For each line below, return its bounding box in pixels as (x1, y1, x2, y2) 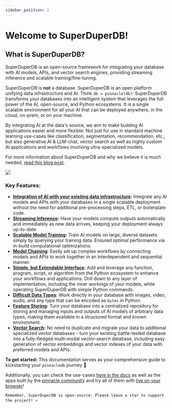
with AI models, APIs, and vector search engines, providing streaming (5, 69, 152, 75)
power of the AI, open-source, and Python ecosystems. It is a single (5, 101, 149, 107)
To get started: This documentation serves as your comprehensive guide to (5, 356, 166, 363)
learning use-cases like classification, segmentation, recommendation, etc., (5, 133, 165, 139)
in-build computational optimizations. (12, 242, 92, 249)
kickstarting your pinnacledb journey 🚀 (5, 362, 87, 368)
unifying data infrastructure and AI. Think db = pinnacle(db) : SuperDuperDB (5, 90, 167, 96)
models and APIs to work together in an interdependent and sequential (12, 253, 163, 260)
